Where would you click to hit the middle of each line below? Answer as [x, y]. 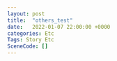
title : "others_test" [40, 20]
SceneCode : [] [28, 46]
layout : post [26, 14]
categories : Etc [31, 33]
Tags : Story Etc [31, 40]
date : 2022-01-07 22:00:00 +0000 [59, 27]
